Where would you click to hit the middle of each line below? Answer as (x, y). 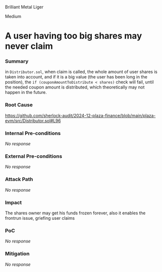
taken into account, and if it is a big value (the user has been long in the (76, 77)
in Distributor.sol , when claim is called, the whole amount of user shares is (81, 72)
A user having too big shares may (74, 36)
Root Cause (19, 105)
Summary (17, 61)
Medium (13, 16)
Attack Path (19, 180)
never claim (29, 46)
